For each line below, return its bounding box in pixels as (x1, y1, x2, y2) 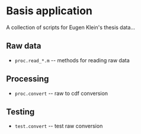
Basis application (6, 4, 93, 18)
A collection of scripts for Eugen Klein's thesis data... (6, 24, 135, 31)
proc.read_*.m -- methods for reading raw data (14, 56, 130, 63)
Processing (6, 74, 49, 84)
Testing (6, 107, 35, 117)
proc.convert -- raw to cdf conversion (14, 90, 108, 97)
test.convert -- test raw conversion (14, 123, 103, 130)
